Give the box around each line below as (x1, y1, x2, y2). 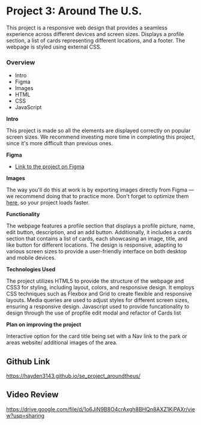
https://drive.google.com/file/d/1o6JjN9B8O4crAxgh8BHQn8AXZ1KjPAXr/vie (6, 405, 195, 412)
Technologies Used (6, 266, 56, 273)
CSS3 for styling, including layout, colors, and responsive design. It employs (6, 284, 195, 291)
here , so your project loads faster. (6, 199, 90, 206)
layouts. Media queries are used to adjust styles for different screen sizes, (6, 297, 189, 304)
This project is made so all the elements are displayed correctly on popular (6, 127, 191, 134)
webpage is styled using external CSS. (6, 43, 102, 50)
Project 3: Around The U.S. (6, 4, 142, 18)
